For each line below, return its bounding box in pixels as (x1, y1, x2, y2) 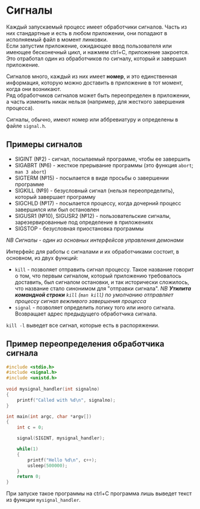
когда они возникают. (6, 85, 61, 92)
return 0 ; (17, 474, 42, 480)
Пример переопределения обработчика (6, 339, 165, 349)
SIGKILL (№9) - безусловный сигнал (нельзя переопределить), (14, 187, 174, 194)
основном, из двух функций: (6, 254, 79, 261)
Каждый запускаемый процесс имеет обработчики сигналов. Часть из (6, 23, 187, 30)
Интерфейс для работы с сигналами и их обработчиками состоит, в (6, 248, 180, 255)
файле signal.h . (6, 122, 46, 129)
